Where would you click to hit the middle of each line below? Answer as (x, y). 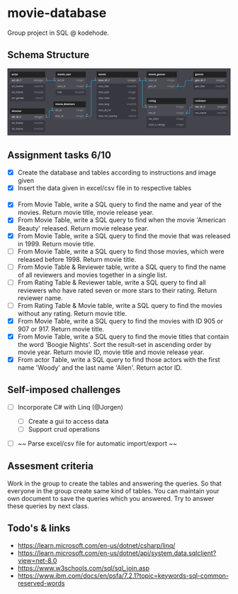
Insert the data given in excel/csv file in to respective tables (104, 188)
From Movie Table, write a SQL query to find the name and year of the (119, 204)
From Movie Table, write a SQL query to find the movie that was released (124, 236)
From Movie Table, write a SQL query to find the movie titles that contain (123, 336)
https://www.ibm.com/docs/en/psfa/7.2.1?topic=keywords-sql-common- (123, 576)
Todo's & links (39, 528)
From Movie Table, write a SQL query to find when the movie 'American (121, 220)
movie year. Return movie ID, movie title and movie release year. (111, 352)
